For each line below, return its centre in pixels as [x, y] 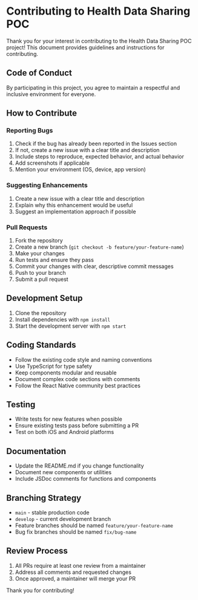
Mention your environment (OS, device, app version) [81, 170]
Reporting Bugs [30, 131]
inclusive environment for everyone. [51, 94]
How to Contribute [42, 113]
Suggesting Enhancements [47, 185]
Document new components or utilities [63, 472]
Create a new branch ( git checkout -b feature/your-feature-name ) [100, 247]
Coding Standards [41, 345]
